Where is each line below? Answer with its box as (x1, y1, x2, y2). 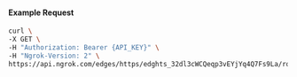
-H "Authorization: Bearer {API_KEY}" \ (8, 42, 160, 52)
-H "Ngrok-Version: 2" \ (8, 51, 100, 60)
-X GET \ (8, 35, 41, 44)
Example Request (8, 7, 74, 18)
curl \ (8, 27, 33, 35)
